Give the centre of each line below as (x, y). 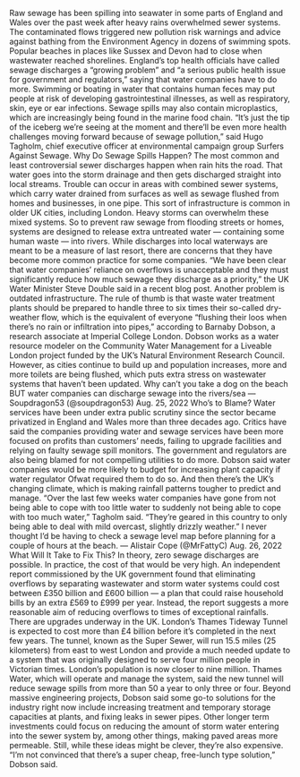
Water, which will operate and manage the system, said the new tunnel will (146, 679)
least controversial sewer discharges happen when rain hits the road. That (146, 165)
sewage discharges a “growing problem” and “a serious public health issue (148, 70)
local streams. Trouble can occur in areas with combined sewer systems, (144, 184)
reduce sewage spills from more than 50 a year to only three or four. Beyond (150, 688)
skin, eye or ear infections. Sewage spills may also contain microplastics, (144, 108)
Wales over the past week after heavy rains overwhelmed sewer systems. (145, 22)
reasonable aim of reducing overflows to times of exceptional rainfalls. (139, 612)
